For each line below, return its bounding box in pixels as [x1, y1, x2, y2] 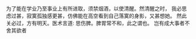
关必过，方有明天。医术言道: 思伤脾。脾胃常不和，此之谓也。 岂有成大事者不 [6, 20, 190, 26]
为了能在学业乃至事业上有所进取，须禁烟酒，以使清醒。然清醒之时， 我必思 [6, 5, 187, 12]
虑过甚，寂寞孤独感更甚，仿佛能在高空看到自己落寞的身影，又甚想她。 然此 [6, 12, 187, 19]
